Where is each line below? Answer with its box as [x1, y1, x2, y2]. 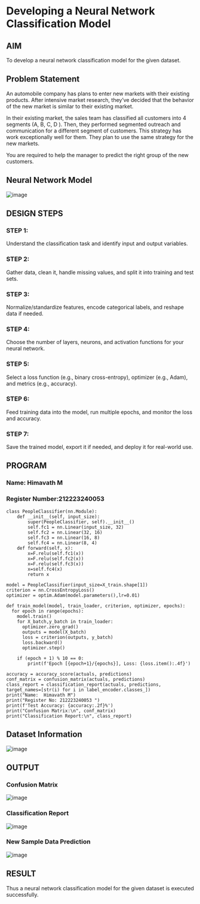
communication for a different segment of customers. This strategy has [6, 127, 182, 134]
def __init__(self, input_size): [17, 514, 100, 520]
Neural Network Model [6, 175, 93, 185]
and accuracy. [6, 415, 41, 422]
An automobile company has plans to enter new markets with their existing [6, 90, 190, 97]
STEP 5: [6, 360, 30, 368]
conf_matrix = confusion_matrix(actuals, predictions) [6, 676, 146, 682]
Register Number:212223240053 [6, 495, 104, 503]
